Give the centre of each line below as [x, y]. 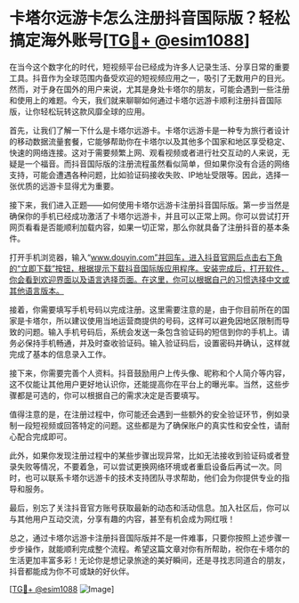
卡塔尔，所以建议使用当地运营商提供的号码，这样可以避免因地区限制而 [153, 321]
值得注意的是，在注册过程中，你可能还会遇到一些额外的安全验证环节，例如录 [149, 414]
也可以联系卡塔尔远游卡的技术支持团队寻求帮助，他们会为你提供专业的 [153, 477]
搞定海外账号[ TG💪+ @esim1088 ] [130, 41]
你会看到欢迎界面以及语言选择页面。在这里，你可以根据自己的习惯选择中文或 [149, 279]
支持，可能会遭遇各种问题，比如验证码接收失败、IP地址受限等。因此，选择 [145, 175]
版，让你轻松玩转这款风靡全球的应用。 [79, 111]
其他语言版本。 [36, 290]
